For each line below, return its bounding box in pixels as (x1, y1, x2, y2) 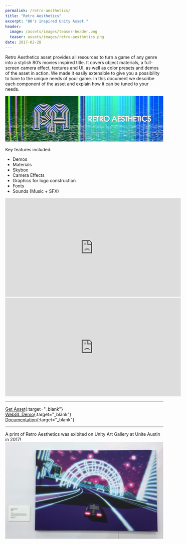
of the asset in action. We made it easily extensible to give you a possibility (5, 70, 160, 76)
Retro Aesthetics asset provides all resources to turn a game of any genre (5, 54, 157, 60)
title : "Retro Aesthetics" (5, 13, 62, 19)
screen (5, 65, 20, 71)
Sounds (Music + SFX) (12, 188, 59, 194)
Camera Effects (12, 172, 45, 178)
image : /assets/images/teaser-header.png (10, 29, 98, 35)
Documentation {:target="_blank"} (5, 417, 75, 423)
